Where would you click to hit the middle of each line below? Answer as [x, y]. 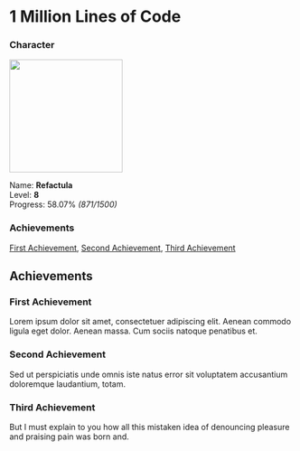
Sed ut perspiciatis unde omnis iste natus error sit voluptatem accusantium [149, 374]
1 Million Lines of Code [95, 17]
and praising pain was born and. [69, 437]
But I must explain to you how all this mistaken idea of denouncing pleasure [150, 428]
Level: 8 [24, 195]
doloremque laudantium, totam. [68, 384]
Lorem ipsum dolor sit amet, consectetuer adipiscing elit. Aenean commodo [150, 322]
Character [32, 45]
